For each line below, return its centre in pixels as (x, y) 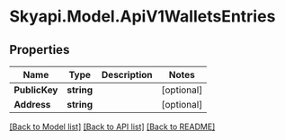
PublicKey (36, 90)
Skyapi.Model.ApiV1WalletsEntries (142, 17)
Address (32, 105)
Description (127, 75)
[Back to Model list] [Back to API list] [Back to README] (112, 127)
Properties (40, 50)
